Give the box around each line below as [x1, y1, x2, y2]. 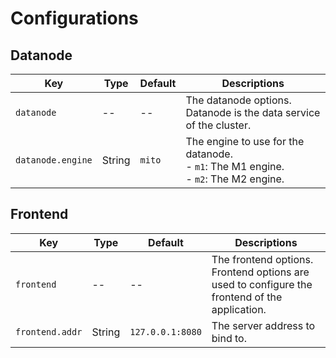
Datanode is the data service [185, 106, 321, 119]
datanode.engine [15, 155, 93, 166]
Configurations [10, 7, 139, 30]
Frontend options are [211, 265, 310, 279]
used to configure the [211, 277, 313, 291]
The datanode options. [185, 93, 292, 107]
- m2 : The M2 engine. [185, 172, 285, 186]
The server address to [211, 318, 316, 332]
